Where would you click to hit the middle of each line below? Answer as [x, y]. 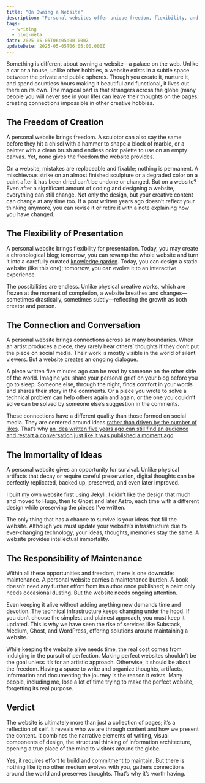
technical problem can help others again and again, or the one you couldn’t [101, 397]
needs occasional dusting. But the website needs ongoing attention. [92, 593]
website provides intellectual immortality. [58, 539]
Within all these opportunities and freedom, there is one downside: [90, 573]
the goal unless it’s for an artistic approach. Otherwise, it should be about [99, 662]
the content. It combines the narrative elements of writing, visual [88, 735]
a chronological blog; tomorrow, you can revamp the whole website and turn [102, 255]
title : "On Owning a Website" [45, 12]
